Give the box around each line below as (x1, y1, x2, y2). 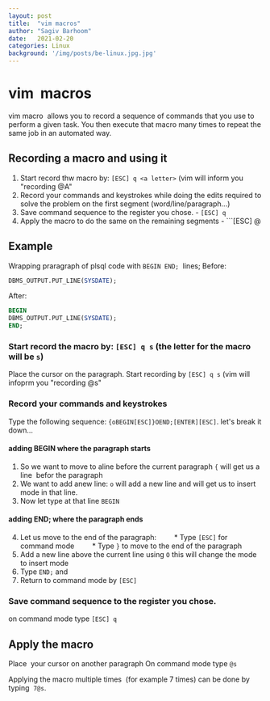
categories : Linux (8, 42, 70, 50)
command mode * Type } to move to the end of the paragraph (19, 541, 243, 551)
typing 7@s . (8, 683, 47, 693)
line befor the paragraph (19, 470, 103, 479)
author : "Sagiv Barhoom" (8, 27, 92, 35)
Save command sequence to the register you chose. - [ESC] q (19, 207, 226, 217)
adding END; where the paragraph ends (8, 514, 143, 524)
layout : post (8, 11, 52, 20)
